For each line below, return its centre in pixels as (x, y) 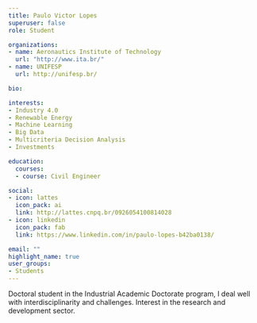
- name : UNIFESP (35, 67)
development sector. (42, 311)
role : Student (32, 30)
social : (21, 190)
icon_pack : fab (40, 227)
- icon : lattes (33, 198)
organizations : (33, 44)
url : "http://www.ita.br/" (60, 60)
